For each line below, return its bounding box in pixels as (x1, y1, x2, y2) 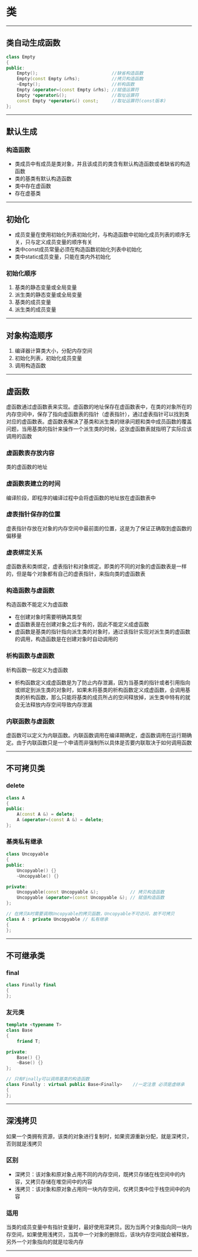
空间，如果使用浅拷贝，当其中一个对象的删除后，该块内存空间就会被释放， (11, 1231, 192, 1238)
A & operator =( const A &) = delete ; (16, 817, 104, 823)
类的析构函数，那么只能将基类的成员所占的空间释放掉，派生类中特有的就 (14, 694, 190, 701)
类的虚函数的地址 (6, 464, 48, 471)
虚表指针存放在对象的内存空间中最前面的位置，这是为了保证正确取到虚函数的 (6, 524, 192, 531)
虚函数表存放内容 (6, 449, 55, 457)
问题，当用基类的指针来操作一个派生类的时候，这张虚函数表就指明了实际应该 (6, 425, 192, 432)
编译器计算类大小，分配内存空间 (14, 347, 93, 355)
